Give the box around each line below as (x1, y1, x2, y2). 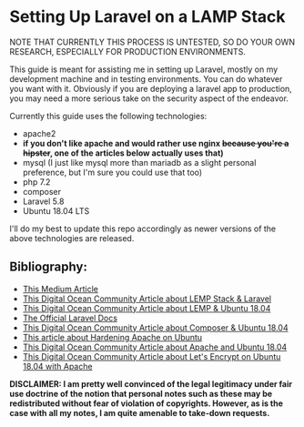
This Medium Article (22, 283, 98, 294)
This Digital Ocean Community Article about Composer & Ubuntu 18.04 (22, 321, 289, 333)
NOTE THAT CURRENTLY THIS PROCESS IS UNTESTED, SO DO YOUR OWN (9, 36, 296, 47)
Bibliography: (9, 259, 88, 275)
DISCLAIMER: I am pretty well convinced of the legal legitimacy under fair (9, 378, 293, 389)
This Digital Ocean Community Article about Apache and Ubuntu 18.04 (22, 341, 288, 352)
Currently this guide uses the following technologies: (9, 110, 208, 121)
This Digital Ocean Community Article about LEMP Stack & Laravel (22, 293, 271, 304)
